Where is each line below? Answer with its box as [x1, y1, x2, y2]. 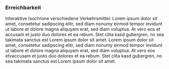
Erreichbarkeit [5, 4, 41, 11]
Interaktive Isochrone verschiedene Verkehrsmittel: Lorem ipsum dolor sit [5, 16, 158, 22]
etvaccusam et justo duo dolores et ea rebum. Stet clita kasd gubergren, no [5, 53, 162, 59]
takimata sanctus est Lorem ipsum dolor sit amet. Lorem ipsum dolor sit [5, 37, 154, 43]
